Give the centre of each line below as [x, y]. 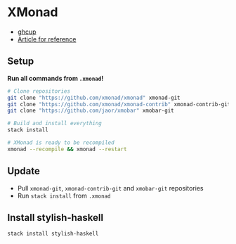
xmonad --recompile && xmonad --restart [67, 149]
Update [24, 171]
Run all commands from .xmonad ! [55, 78]
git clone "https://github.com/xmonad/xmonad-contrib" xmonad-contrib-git [119, 104]
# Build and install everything [54, 124]
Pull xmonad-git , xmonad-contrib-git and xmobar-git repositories [110, 188]
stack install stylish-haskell [53, 234]
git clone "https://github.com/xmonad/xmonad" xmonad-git [94, 98]
